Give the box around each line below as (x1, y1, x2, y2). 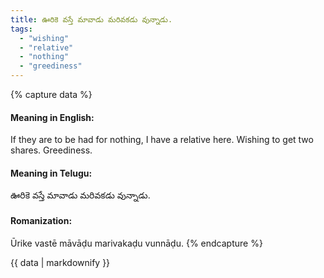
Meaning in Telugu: (10, 167, 93, 179)
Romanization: (10, 215, 73, 226)
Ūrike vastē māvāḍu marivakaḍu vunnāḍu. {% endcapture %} (10, 237, 263, 249)
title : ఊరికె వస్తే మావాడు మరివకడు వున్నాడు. (10, 14, 173, 25)
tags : (10, 24, 33, 34)
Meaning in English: (10, 111, 95, 123)
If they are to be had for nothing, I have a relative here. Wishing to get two (10, 134, 314, 146)
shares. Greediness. (10, 144, 93, 156)
